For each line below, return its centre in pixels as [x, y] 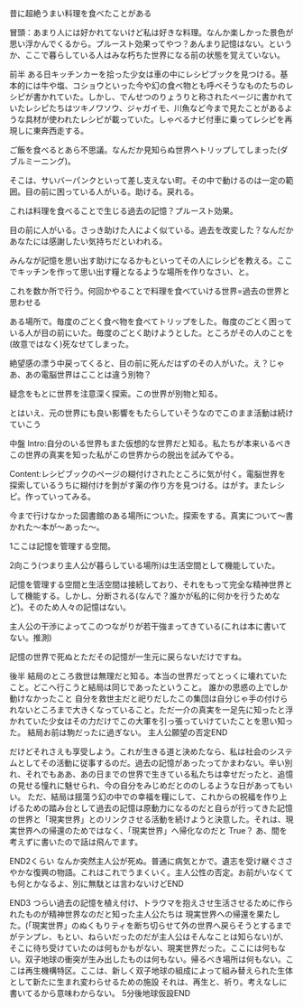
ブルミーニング [37, 161]
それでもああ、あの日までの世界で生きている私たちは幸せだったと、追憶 [160, 774]
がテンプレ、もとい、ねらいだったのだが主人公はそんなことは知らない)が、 [149, 937]
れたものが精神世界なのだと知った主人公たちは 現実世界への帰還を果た [141, 914]
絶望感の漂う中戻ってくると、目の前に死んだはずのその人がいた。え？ [139, 363]
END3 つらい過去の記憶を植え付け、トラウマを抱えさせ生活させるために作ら [151, 903]
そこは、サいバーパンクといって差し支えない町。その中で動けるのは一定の [147, 180]
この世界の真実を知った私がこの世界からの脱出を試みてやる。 [124, 455]
